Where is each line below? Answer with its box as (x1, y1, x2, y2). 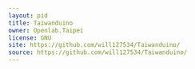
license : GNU (8, 33, 52, 42)
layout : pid (8, 11, 48, 20)
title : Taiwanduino (8, 19, 74, 27)
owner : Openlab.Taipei (8, 26, 84, 34)
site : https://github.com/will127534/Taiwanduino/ (8, 41, 181, 49)
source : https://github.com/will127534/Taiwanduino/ (8, 48, 188, 56)
